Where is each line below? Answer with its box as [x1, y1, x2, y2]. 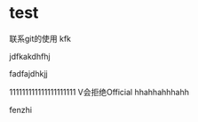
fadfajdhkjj [9, 68, 48, 78]
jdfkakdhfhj [9, 51, 51, 61]
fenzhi [9, 104, 33, 115]
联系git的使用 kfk [9, 33, 72, 44]
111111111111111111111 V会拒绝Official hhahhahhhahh [9, 86, 189, 97]
